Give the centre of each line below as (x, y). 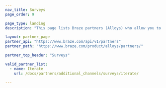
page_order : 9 (20, 14)
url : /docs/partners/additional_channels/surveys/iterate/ (77, 73)
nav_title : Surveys (25, 10)
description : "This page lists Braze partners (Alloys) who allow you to (83, 28)
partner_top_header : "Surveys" (38, 55)
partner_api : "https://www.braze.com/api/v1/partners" (63, 42)
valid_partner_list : (27, 64)
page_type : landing (25, 23)
